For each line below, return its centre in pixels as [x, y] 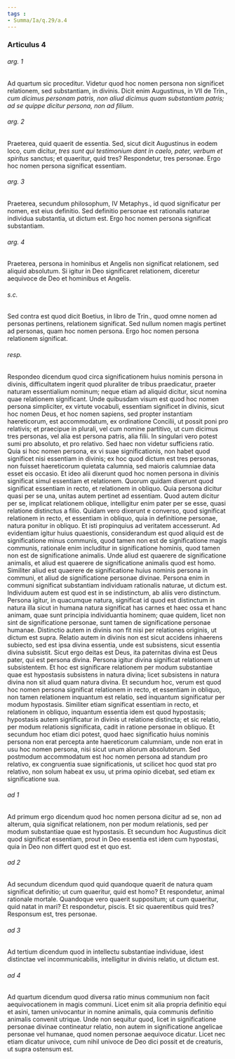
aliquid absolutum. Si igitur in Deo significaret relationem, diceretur [103, 271]
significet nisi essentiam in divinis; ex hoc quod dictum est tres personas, [113, 458]
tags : [17, 14]
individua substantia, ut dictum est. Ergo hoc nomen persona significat [109, 219]
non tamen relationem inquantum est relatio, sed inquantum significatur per [116, 697]
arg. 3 [16, 182]
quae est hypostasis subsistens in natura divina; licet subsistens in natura [113, 675]
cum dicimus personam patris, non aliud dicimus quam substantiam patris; [116, 98]
